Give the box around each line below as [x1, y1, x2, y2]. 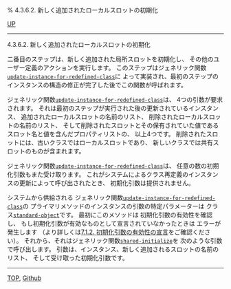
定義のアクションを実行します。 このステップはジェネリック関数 [25, 64, 207, 72]
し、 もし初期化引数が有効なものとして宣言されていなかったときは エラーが [7, 220, 221, 227]
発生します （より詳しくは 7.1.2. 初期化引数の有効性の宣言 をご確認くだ [7, 228, 205, 236]
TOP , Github [7, 274, 42, 282]
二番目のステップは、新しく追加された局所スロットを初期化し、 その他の [7, 55, 214, 63]
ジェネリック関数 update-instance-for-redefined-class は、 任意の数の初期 [7, 162, 219, 170]
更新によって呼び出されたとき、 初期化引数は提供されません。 [19, 179, 195, 187]
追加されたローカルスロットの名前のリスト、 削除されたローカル [20, 113, 203, 120]
